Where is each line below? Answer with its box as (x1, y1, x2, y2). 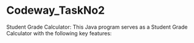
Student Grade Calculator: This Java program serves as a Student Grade (6, 23, 188, 30)
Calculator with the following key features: (6, 29, 112, 36)
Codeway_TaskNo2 (6, 4, 105, 17)
